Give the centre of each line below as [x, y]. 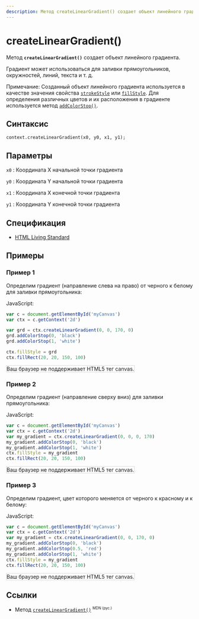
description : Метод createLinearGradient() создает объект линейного [94, 12]
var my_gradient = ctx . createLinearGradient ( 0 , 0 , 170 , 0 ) [81, 538]
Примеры [25, 256]
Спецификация [36, 223]
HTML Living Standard [42, 237]
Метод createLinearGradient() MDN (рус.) [63, 610]
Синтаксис [27, 124]
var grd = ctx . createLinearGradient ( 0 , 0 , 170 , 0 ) [70, 330]
